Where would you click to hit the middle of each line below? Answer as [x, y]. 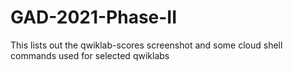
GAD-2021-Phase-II [94, 17]
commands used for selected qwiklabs [90, 55]
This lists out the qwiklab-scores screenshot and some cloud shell [146, 45]
